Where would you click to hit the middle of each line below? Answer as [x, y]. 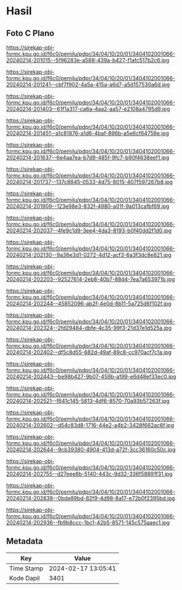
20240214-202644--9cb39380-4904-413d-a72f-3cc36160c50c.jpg [91, 450]
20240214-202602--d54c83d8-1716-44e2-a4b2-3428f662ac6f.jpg [90, 425]
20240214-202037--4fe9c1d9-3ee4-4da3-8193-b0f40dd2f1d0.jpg [89, 231]
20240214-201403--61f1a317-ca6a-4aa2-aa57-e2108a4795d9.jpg [88, 109]
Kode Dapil [25, 578]
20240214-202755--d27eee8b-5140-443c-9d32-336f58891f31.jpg [89, 474]
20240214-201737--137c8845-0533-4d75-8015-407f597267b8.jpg [90, 182]
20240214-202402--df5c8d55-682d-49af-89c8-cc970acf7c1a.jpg [89, 352]
